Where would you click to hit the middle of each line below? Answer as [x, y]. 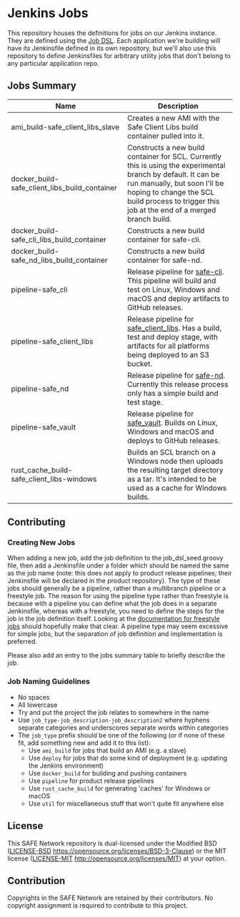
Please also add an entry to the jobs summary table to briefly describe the [116, 655]
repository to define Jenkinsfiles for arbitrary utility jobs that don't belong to [119, 56]
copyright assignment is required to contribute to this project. [97, 906]
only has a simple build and [173, 393]
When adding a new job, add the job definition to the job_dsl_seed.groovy [115, 558]
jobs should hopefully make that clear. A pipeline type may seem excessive [118, 626]
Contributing [36, 522]
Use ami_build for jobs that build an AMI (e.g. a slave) [107, 750]
